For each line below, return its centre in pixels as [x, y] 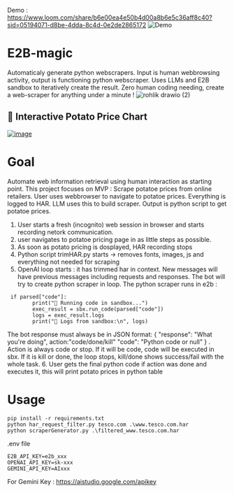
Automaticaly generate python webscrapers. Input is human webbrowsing [114, 72]
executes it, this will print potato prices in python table [85, 371]
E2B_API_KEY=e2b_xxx [37, 456]
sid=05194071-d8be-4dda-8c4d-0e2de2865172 [77, 25]
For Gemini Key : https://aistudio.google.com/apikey [82, 481]
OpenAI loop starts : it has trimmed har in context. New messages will [117, 269]
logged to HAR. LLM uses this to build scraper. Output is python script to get [117, 203]
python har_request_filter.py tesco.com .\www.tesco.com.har [98, 424]
